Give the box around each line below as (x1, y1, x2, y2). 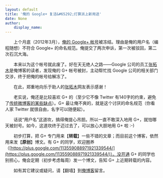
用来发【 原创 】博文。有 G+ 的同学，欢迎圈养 (5, 139, 95, 145)
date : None (5, 16, 27, 21)
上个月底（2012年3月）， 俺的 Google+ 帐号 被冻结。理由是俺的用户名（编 (13, 39, 159, 45)
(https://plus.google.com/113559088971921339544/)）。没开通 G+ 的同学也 (5, 151, 156, 157)
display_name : (14, 25, 42, 30)
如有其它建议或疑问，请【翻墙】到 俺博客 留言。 (13, 168, 108, 174)
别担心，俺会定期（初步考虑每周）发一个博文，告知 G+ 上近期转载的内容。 (5, 157, 154, 163)
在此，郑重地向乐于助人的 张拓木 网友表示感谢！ (13, 84, 108, 90)
